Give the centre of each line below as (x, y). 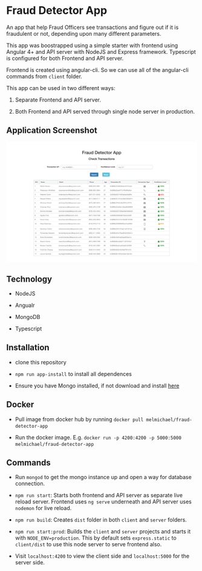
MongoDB (28, 317)
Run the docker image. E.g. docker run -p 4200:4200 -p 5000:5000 (98, 437)
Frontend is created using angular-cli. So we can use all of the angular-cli (97, 69)
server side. (30, 563)
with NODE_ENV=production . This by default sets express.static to (96, 538)
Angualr (25, 305)
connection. (30, 483)
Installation (28, 348)
